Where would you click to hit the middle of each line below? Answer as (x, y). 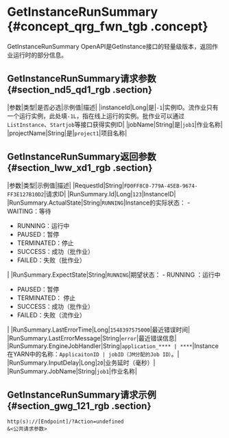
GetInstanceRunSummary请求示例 (82, 394)
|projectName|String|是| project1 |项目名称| (67, 133)
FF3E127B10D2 (26, 194)
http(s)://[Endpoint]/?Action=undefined (66, 422)
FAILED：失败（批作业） (51, 260)
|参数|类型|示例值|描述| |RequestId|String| (66, 185)
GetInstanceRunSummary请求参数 (82, 79)
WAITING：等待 (29, 211)
